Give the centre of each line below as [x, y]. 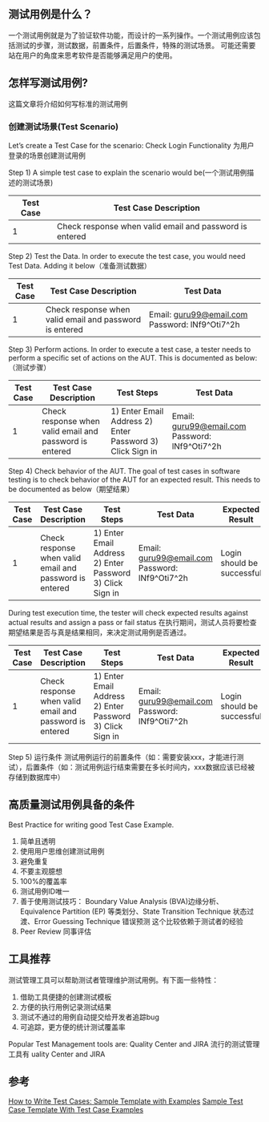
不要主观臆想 [41, 871]
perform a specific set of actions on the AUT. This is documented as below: [133, 357]
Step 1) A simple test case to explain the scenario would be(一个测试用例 [128, 172]
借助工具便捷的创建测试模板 [66, 997]
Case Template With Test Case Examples [76, 1110]
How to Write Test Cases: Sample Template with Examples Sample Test [126, 1101]
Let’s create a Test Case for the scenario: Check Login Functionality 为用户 [131, 145]
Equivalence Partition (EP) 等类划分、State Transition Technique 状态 [133, 911]
